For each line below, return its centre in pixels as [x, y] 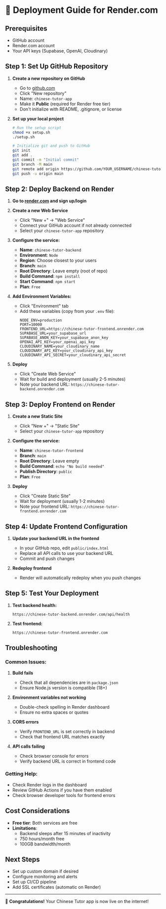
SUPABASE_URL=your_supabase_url [53, 333]
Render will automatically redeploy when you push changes [80, 578]
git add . [22, 155]
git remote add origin [36, 169]
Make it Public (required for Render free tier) [65, 104]
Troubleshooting [31, 648]
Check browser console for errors [54, 756]
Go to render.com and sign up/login [49, 201]
